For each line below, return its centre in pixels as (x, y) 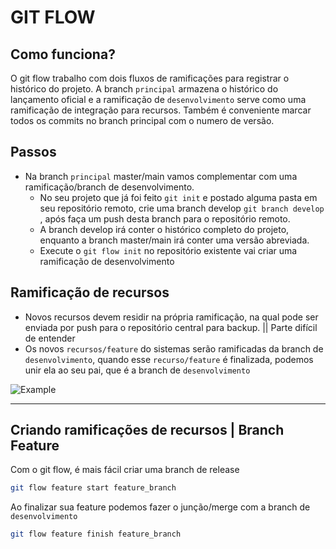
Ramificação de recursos (90, 292)
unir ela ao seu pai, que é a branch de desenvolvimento (137, 370)
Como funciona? (63, 54)
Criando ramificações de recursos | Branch (147, 430)
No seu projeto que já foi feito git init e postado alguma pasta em (178, 197)
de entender (50, 338)
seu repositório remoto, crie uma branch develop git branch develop (182, 208)
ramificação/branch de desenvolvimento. (109, 187)
